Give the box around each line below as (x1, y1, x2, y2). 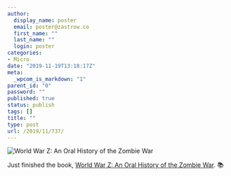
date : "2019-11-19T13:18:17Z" (7, 62, 96, 69)
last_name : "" (13, 36, 55, 43)
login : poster (13, 43, 55, 50)
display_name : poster (13, 17, 77, 24)
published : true (7, 95, 55, 102)
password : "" (7, 88, 46, 95)
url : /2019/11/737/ (7, 128, 65, 135)
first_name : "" (13, 29, 58, 37)
